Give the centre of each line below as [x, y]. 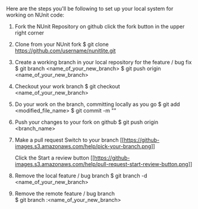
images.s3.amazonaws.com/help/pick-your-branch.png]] [85, 146]
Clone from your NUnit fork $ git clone [62, 44]
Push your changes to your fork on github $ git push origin [87, 122]
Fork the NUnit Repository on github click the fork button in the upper [100, 26]
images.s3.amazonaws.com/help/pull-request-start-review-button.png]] [103, 164]
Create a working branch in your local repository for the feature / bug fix [103, 62]
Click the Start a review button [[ [54, 158]
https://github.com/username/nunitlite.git [65, 51]
